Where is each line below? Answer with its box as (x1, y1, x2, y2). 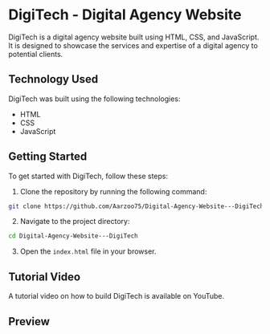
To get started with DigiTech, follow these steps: (8, 171, 169, 181)
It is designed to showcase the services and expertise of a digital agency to (8, 40, 259, 50)
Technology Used (8, 72, 99, 86)
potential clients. (8, 49, 63, 59)
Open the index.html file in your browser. (19, 246, 157, 256)
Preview (8, 315, 51, 328)
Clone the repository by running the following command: (19, 186, 207, 196)
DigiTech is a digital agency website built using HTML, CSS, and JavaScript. (8, 32, 260, 42)
